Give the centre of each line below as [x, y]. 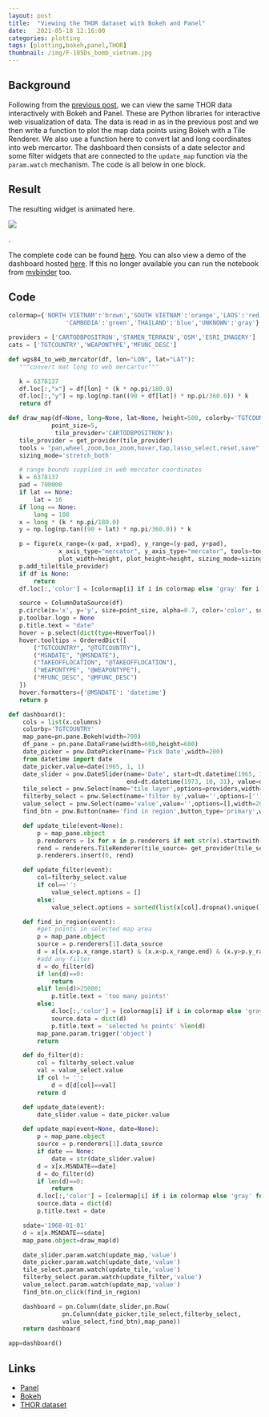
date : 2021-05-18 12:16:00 [57, 30]
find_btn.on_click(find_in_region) [82, 1292]
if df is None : [44, 574]
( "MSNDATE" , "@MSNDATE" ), [76, 655]
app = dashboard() [35, 1343]
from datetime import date [68, 759]
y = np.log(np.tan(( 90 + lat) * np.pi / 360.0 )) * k [105, 530]
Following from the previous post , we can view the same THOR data [120, 104]
